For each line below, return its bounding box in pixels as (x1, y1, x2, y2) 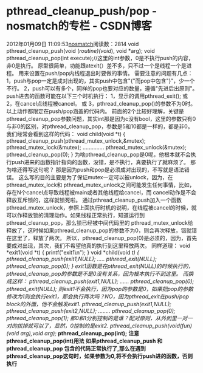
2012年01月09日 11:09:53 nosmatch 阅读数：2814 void (6, 40, 139, 47)
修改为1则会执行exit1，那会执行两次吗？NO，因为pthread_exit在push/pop (6, 293, 190, 300)
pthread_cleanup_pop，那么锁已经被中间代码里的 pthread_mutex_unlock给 (6, 219, 193, 226)
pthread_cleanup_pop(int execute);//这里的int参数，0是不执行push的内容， (6, 54, 194, 61)
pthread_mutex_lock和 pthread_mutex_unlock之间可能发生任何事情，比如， (6, 181, 195, 188)
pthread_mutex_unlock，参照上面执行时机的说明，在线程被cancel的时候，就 (6, 204, 197, 211)
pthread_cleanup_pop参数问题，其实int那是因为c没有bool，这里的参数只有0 (6, 115, 196, 122)
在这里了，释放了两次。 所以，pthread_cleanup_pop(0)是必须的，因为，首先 (6, 234, 198, 241)
